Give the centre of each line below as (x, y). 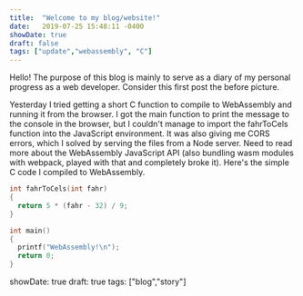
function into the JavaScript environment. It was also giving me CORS (140, 133)
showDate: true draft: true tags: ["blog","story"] (98, 281)
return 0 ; (36, 256)
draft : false (34, 43)
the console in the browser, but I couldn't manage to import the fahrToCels (149, 124)
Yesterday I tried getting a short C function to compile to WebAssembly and (151, 104)
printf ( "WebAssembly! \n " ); (69, 247)
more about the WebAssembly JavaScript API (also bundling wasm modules (151, 153)
